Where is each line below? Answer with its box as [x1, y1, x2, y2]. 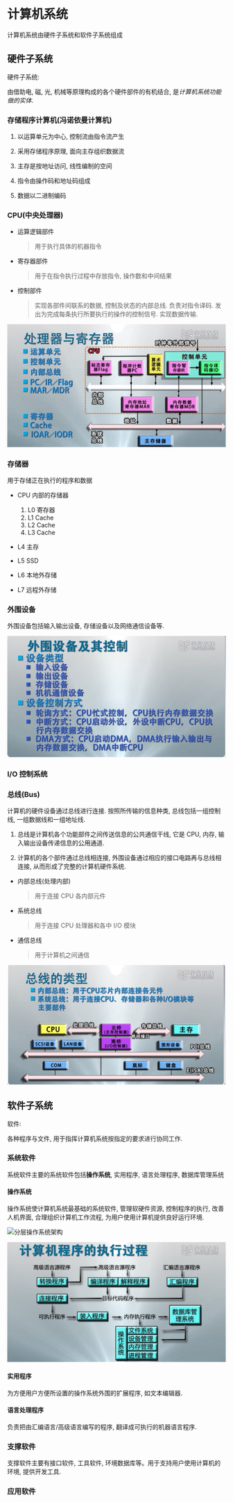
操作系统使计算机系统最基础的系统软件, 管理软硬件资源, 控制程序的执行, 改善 [7, 1205, 224, 1213]
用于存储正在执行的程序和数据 [7, 476, 92, 484]
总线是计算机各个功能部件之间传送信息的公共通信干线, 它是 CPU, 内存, [17, 830, 217, 839]
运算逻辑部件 [17, 227, 54, 236]
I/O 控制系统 [7, 769, 48, 779]
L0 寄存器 [27, 505, 55, 514]
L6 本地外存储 [17, 570, 58, 579]
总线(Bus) [7, 789, 40, 799]
